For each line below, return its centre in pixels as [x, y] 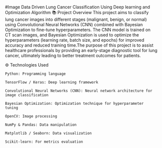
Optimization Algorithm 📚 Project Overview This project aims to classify [77, 12]
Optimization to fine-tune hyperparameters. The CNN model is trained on [78, 30]
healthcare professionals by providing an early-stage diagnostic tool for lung [81, 50]
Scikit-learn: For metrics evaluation [44, 142]
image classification [27, 95]
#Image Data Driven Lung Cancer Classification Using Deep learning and [78, 7]
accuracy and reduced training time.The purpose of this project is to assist [79, 45]
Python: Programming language [36, 74]
